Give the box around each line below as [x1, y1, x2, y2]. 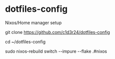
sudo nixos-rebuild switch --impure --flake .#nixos [5, 48, 107, 54]
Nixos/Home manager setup [5, 20, 62, 26]
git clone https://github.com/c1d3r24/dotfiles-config [5, 29, 110, 35]
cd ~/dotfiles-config [5, 38, 46, 45]
